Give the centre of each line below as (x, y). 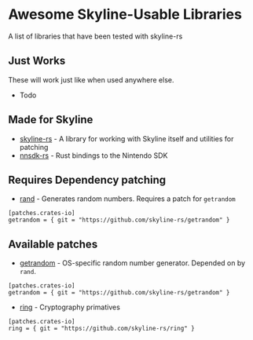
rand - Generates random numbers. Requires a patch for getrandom (127, 199)
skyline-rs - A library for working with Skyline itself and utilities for (126, 138)
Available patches (53, 244)
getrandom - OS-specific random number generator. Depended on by (132, 263)
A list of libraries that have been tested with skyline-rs (95, 36)
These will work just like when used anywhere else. (91, 79)
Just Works (37, 61)
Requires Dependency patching (87, 179)
